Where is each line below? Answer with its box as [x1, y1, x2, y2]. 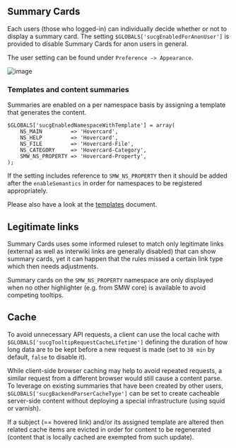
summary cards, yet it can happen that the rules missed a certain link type [7, 254, 223, 263]
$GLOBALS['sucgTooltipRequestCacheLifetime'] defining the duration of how [7, 338, 228, 346]
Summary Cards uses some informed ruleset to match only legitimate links [7, 239, 224, 248]
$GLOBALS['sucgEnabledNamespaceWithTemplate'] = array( [7, 122, 175, 130]
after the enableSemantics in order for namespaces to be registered [7, 179, 203, 188]
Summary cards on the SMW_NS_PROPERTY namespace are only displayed [7, 275, 213, 284]
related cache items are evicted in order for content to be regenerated [7, 425, 211, 434]
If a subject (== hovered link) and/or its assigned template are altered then [7, 418, 224, 426]
